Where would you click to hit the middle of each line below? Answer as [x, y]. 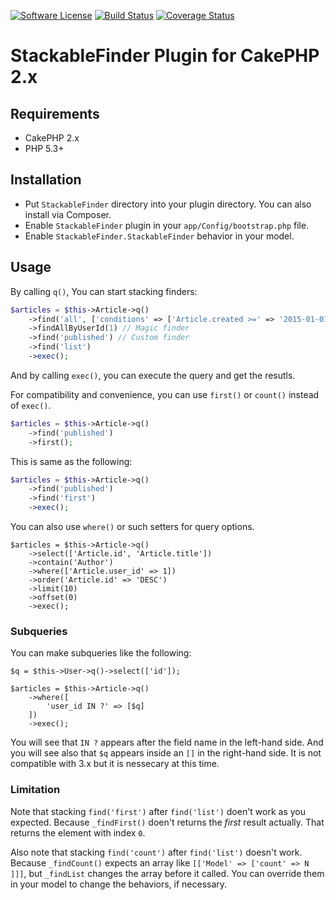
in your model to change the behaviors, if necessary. [119, 884]
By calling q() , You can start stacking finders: [104, 291]
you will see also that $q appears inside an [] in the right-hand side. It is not [166, 753]
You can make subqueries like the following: [101, 653]
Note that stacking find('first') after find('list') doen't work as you [158, 811]
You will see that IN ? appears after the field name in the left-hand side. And [167, 742]
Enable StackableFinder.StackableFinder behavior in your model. [159, 236]
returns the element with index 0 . [78, 832]
